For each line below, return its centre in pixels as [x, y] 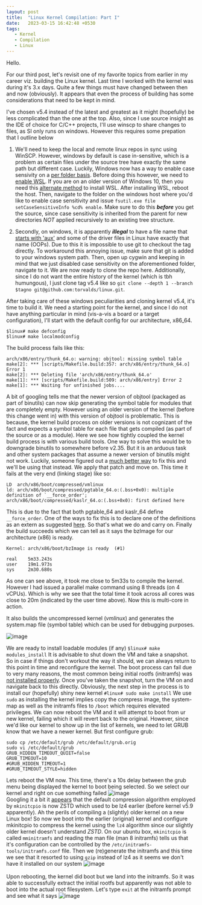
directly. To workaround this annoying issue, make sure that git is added [104, 251]
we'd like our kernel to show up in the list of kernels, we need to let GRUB [97, 725]
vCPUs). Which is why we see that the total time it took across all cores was [100, 593]
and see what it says [32, 895]
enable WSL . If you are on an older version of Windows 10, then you [99, 181]
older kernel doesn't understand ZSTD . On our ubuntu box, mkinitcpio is [96, 831]
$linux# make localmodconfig [43, 337]
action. [15, 606]
